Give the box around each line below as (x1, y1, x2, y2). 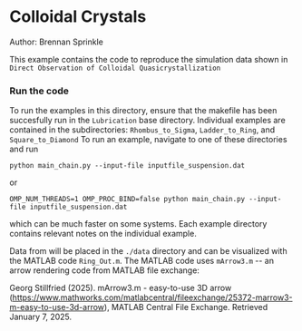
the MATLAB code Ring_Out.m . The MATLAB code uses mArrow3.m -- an (9, 256, 275, 267)
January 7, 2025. (9, 311, 73, 323)
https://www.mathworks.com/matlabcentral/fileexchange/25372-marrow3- (12, 292, 293, 303)
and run (9, 143, 39, 155)
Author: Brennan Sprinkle (9, 36, 104, 47)
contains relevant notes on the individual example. (9, 229, 197, 239)
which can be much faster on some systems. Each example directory (9, 219, 268, 229)
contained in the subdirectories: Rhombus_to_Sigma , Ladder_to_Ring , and (9, 124, 276, 135)
